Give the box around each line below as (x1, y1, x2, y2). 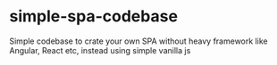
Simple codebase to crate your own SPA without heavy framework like (9, 36, 268, 46)
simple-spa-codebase (9, 6, 179, 27)
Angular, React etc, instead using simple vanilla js (9, 45, 191, 55)
